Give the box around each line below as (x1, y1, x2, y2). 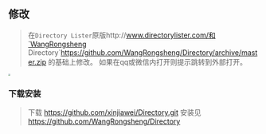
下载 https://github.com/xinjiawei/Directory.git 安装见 (27, 108, 201, 117)
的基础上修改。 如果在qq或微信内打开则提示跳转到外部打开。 (48, 57, 248, 66)
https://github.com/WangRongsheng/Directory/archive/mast (61, 47, 258, 57)
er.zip (27, 57, 47, 66)
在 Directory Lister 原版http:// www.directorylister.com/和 (27, 30, 217, 40)
